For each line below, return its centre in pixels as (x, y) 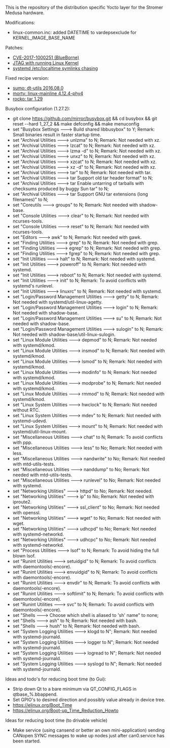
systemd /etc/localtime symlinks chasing (55, 68)
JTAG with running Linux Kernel (45, 63)
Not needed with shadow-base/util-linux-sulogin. (64, 334)
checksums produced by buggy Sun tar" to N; (61, 189)
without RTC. (26, 410)
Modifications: (20, 23)
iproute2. (22, 502)
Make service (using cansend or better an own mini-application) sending (89, 730)
